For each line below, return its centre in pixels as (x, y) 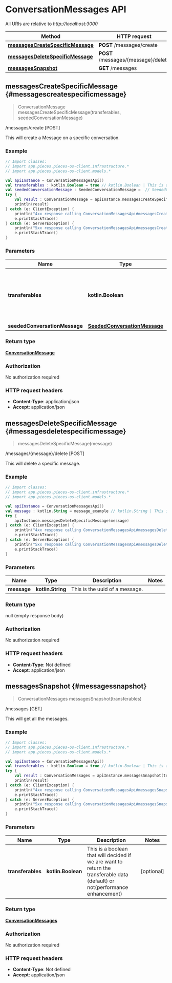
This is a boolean (107, 849)
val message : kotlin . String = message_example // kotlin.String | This (84, 511)
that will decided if (109, 855)
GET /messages (118, 68)
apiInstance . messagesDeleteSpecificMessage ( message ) (72, 521)
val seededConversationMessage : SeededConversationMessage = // (78, 190)
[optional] (152, 872)
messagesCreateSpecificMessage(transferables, (69, 112)
